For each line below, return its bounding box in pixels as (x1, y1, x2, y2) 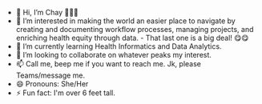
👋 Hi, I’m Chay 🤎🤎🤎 (15, 8, 79, 17)
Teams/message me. (15, 70, 86, 80)
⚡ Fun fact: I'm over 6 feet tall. (15, 88, 116, 98)
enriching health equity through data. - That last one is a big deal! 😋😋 (15, 33, 249, 42)
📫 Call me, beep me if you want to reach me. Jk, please (15, 59, 202, 68)
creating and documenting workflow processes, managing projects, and (15, 25, 254, 34)
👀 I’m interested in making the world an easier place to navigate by (15, 16, 236, 26)
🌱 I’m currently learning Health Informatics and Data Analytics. (15, 42, 222, 51)
